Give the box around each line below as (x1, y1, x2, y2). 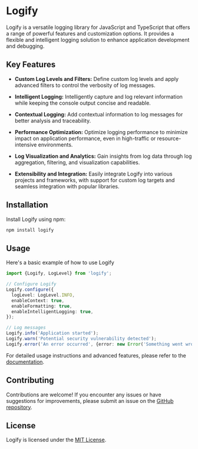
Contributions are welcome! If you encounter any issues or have (6, 391, 161, 398)
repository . (6, 404, 32, 411)
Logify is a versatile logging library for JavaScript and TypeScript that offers (6, 24, 190, 31)
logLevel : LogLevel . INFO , (11, 292, 75, 298)
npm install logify (6, 227, 54, 233)
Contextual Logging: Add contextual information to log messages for (14, 110, 183, 118)
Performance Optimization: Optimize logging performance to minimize (14, 128, 188, 135)
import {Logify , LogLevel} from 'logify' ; (6, 271, 112, 276)
